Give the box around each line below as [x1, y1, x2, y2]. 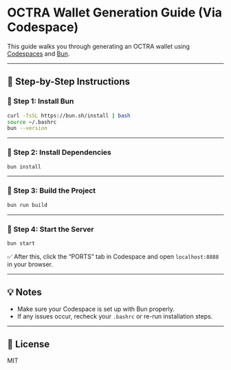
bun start [7, 239, 36, 247]
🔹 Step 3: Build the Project [7, 186, 96, 195]
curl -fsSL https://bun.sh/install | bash [7, 112, 131, 119]
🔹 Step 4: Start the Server [7, 224, 94, 234]
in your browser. [7, 260, 54, 268]
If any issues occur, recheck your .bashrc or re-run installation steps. [16, 312, 213, 320]
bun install [7, 163, 41, 170]
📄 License [7, 338, 50, 350]
